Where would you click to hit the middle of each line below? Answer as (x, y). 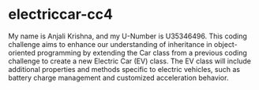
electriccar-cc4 (60, 14)
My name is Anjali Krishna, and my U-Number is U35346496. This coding (128, 36)
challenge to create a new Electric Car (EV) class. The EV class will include (129, 61)
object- (226, 44)
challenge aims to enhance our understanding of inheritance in (110, 44)
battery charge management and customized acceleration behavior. (118, 77)
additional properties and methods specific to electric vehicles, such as (124, 69)
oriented (22, 52)
